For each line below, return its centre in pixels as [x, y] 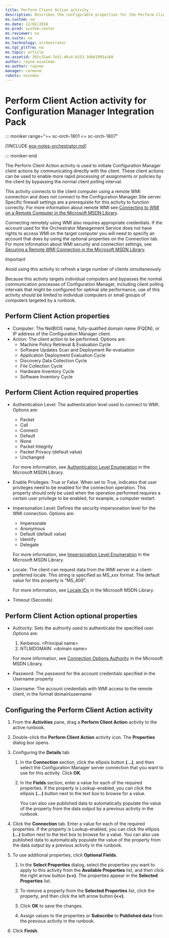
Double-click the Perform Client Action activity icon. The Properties [83, 737]
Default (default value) [43, 534]
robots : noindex [22, 76]
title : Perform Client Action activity [47, 10]
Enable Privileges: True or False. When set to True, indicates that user [85, 482]
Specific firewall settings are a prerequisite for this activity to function [77, 202]
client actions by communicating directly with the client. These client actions [84, 171]
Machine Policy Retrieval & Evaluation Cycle [65, 344]
